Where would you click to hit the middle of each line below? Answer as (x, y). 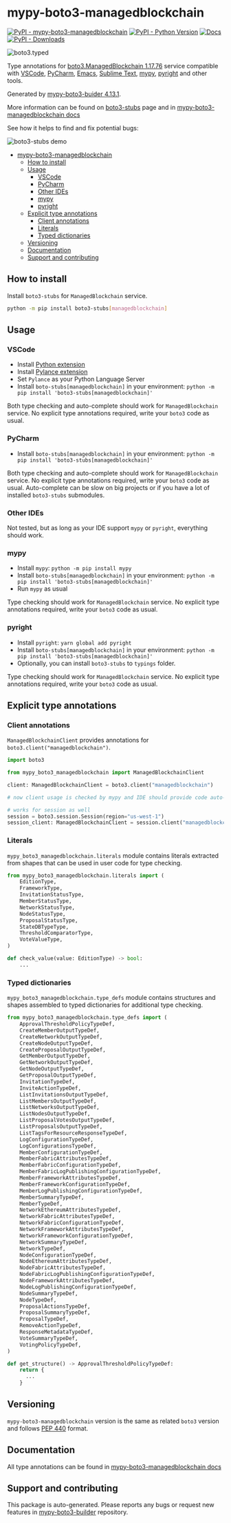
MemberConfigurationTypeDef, (61, 1152)
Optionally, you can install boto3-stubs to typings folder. (96, 663)
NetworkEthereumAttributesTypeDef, (70, 1210)
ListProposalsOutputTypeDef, (61, 1127)
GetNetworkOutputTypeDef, (57, 1063)
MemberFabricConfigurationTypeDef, (70, 1165)
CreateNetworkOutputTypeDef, (61, 1036)
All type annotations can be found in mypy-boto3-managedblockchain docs (114, 1466)
